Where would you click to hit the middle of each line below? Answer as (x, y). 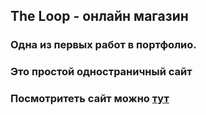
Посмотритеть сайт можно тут (90, 99)
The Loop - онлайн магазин (99, 16)
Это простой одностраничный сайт (101, 72)
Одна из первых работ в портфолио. (103, 45)
